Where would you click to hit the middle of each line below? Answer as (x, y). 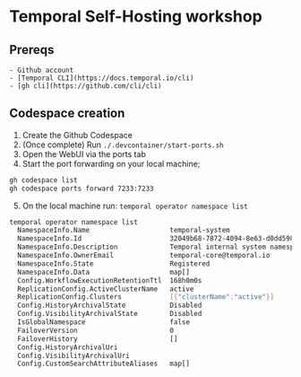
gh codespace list (43, 180)
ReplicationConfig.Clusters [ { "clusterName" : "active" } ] (146, 297)
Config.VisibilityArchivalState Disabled (110, 314)
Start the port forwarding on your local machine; (111, 163)
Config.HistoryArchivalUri (68, 347)
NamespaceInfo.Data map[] (104, 272)
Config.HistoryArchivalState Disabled (110, 306)
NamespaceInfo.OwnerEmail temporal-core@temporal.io (144, 256)
